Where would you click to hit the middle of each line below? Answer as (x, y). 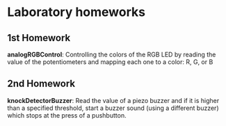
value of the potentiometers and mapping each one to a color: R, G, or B (110, 62)
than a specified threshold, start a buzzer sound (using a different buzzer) (113, 108)
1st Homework (39, 38)
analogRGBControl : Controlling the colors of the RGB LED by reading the (112, 54)
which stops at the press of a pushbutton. (67, 115)
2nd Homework (41, 84)
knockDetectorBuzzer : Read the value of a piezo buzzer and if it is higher (113, 100)
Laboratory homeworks (76, 12)
